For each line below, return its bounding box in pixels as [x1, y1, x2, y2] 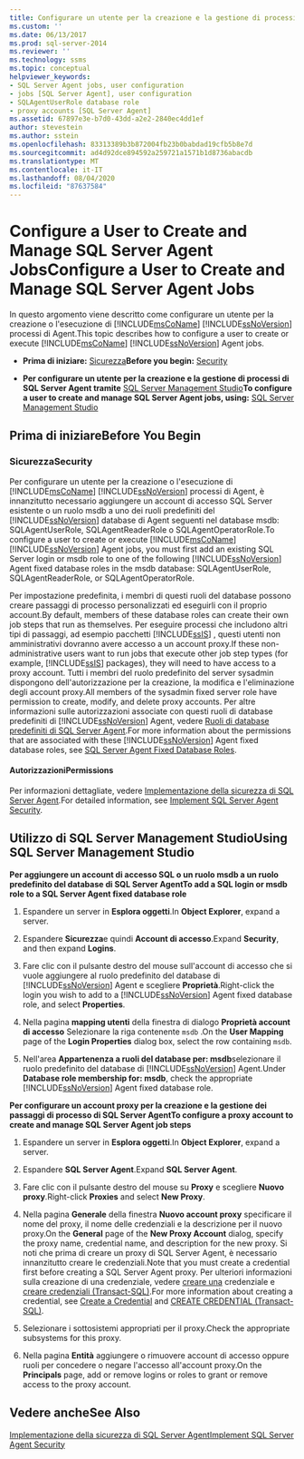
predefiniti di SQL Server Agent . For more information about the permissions [9, 725, 291, 736]
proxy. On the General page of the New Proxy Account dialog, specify [22, 1228, 283, 1239]
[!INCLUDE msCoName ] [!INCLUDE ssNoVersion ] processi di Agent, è [9, 485, 265, 496]
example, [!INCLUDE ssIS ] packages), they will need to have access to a [9, 657, 277, 668]
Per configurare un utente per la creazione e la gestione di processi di [22, 373, 290, 384]
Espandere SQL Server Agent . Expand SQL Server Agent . [22, 1163, 238, 1175]
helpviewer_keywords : [9, 73, 91, 82]
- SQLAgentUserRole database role [9, 97, 140, 107]
